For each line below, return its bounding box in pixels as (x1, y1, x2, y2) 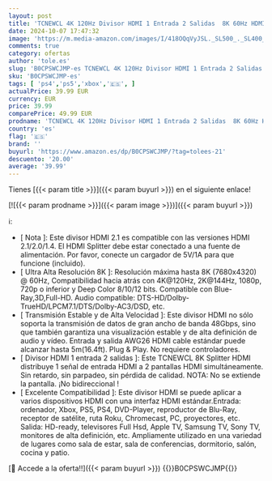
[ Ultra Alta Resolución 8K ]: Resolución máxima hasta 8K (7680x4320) (19, 267, 257, 277)
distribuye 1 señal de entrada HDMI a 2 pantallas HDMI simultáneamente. (19, 362, 264, 372)
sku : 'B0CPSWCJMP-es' (8, 72, 82, 80)
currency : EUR (8, 95, 57, 103)
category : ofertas (8, 49, 70, 57)
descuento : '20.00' (8, 155, 74, 163)
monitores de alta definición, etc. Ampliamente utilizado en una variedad (19, 431, 261, 441)
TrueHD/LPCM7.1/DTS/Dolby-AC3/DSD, (19, 301, 151, 312)
